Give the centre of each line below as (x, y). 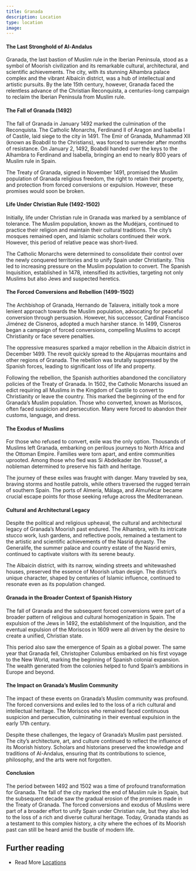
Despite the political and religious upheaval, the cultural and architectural (94, 523)
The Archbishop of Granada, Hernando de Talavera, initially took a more (93, 305)
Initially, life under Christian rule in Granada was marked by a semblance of (96, 217)
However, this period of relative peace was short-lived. (72, 242)
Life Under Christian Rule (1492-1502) (53, 204)
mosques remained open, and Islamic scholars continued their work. (89, 236)
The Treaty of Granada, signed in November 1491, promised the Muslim (92, 172)
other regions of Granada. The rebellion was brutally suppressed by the (92, 360)
